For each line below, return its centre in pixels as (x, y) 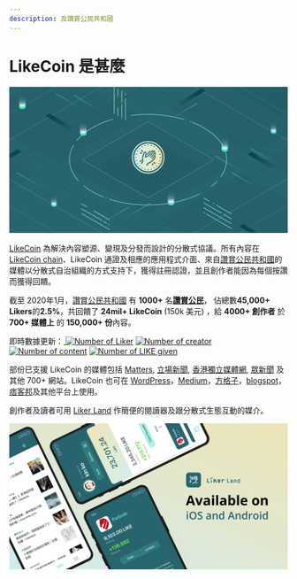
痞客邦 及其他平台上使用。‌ (56, 391)
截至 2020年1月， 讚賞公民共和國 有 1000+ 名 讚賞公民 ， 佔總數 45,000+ (140, 300)
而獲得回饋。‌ (32, 281)
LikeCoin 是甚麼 (67, 66)
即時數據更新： (36, 341)
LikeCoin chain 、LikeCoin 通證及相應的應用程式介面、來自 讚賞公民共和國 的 (146, 259)
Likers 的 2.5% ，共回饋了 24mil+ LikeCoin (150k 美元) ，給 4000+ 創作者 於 (147, 311)
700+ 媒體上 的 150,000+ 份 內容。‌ (72, 322)
